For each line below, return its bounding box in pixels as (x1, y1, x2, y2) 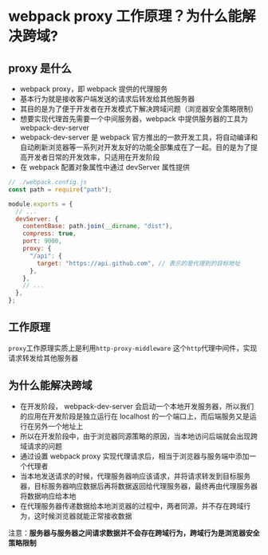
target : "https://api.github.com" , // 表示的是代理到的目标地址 (37, 259, 241, 267)
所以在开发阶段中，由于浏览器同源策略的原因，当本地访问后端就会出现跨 (19, 431, 258, 441)
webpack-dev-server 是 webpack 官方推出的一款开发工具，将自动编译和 (19, 132, 258, 142)
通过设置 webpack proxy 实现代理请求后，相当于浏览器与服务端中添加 (19, 451, 250, 461)
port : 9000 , (22, 237, 62, 246)
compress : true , (22, 230, 77, 238)
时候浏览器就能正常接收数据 (41, 511, 132, 521)
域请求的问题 (19, 441, 62, 451)
